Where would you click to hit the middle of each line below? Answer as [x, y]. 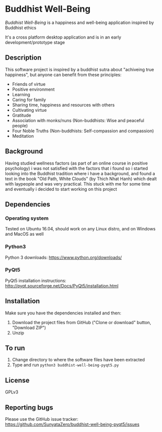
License [17, 380]
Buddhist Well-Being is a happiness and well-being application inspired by [80, 22]
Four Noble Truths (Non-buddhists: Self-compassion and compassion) [83, 131]
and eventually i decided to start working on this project [61, 189]
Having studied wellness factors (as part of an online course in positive [76, 163]
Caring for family [29, 100]
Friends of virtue [29, 84]
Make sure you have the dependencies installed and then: [63, 313]
